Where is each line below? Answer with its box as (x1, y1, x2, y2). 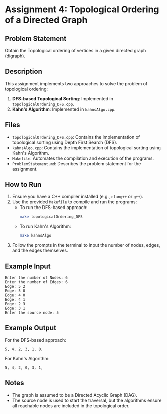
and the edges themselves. (12, 247, 68, 254)
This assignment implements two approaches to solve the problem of (5, 80, 148, 86)
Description (5, 67, 42, 76)
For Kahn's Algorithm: (5, 355, 50, 361)
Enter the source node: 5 (5, 310, 59, 315)
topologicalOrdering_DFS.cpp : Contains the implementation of (12, 134, 140, 140)
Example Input (5, 262, 51, 270)
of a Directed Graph (5, 14, 88, 26)
